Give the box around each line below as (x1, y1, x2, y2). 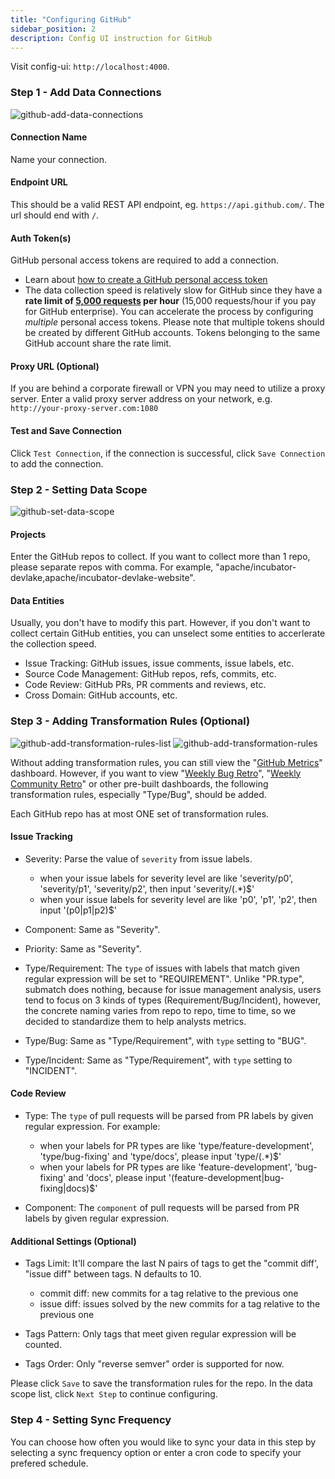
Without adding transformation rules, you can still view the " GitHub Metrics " (10, 756, 323, 768)
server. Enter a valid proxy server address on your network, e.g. (10, 393, 273, 405)
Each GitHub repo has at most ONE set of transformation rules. (10, 807, 270, 820)
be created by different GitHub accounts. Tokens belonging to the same (24, 327, 321, 339)
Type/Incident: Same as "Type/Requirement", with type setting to (24, 1054, 293, 1066)
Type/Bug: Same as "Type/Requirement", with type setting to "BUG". (24, 1034, 307, 1046)
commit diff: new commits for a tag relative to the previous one (39, 1287, 299, 1300)
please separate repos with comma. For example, (10, 561, 214, 573)
